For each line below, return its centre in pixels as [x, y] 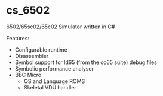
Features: [18, 38]
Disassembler [32, 56]
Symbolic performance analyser [54, 68]
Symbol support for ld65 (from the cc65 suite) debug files [86, 62]
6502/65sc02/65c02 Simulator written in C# [61, 27]
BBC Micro [28, 75]
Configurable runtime [41, 49]
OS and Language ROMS [54, 81]
